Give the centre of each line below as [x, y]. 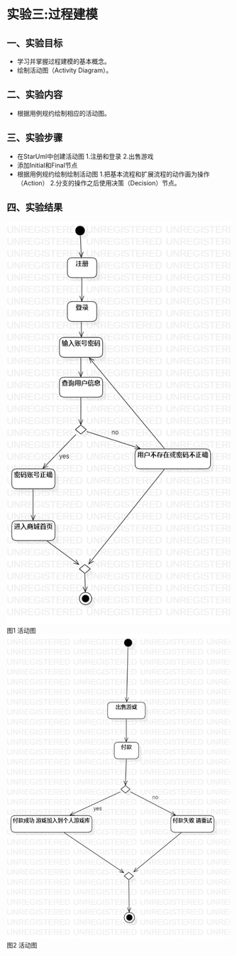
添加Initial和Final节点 [47, 165]
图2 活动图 [22, 945]
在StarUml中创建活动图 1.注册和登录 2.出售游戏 [85, 156]
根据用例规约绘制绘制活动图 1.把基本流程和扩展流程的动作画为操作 [113, 174]
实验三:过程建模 [53, 15]
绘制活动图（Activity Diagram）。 [65, 70]
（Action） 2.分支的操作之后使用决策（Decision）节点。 [99, 183]
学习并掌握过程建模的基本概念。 [64, 61]
